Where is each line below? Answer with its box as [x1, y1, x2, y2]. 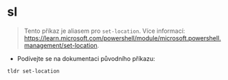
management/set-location [23, 41, 98, 49]
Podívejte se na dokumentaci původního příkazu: [16, 54, 156, 62]
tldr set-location [7, 68, 60, 75]
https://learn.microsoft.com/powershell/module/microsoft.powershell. [23, 34, 221, 42]
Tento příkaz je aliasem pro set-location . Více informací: [23, 27, 185, 35]
